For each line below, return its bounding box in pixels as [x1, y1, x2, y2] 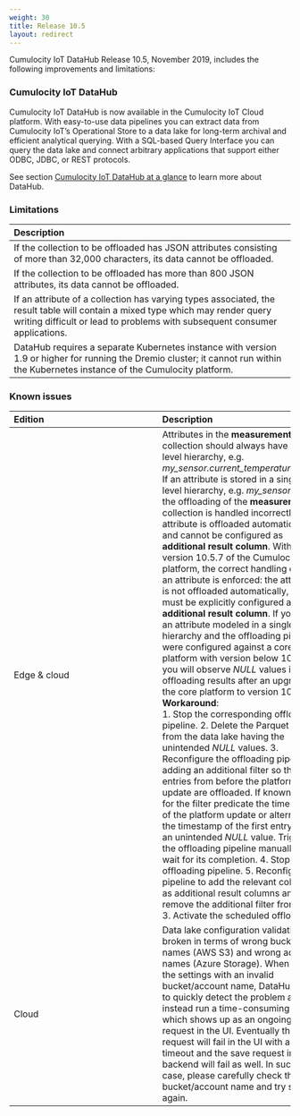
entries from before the [162, 775, 260, 788]
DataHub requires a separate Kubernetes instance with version [13, 341, 277, 354]
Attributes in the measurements [162, 429, 297, 441]
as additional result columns [162, 887, 280, 899]
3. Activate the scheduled [162, 909, 270, 922]
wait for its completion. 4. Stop [162, 854, 290, 866]
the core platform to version [162, 686, 279, 698]
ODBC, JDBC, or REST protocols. [9, 154, 131, 165]
